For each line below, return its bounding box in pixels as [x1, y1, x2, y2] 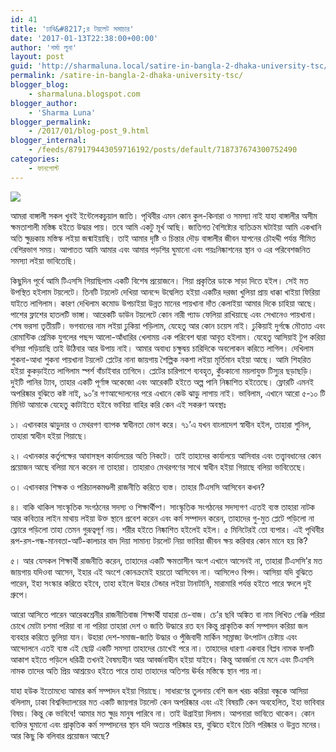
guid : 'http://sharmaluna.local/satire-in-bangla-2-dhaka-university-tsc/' [10, 61, 333, 71]
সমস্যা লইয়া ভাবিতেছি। [10, 254, 78, 266]
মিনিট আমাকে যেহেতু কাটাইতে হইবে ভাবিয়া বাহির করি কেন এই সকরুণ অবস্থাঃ [10, 398, 227, 410]
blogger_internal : [10, 136, 87, 146]
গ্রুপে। [10, 588, 30, 600]
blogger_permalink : [10, 117, 92, 127]
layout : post [10, 52, 65, 62]
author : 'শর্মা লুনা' [10, 42, 78, 53]
